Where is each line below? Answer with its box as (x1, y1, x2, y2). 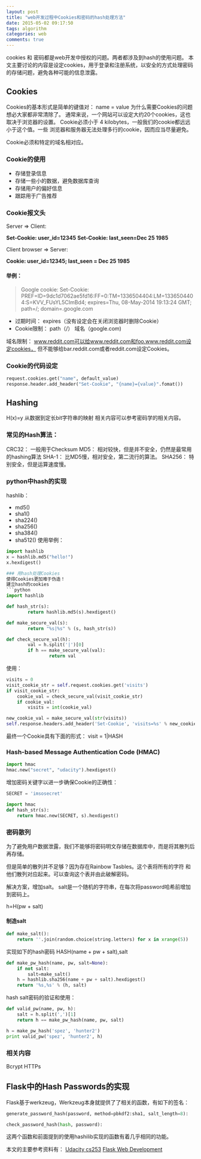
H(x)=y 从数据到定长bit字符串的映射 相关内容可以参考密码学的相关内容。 (6, 415, 184, 422)
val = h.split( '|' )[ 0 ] (28, 642, 84, 648)
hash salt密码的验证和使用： (6, 994, 76, 1001)
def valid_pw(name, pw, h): (6, 1006, 77, 1012)
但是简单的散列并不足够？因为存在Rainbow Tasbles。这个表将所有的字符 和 (6, 863, 191, 870)
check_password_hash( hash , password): (6, 1121, 103, 1128)
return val (48, 653, 77, 659)
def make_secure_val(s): (6, 620, 68, 626)
